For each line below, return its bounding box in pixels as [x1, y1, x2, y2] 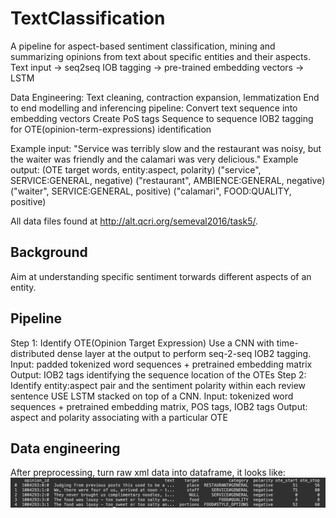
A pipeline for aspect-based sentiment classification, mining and [10, 40, 276, 52]
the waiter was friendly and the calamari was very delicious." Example [10, 153, 299, 165]
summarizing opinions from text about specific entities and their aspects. [10, 50, 311, 62]
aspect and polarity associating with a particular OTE [10, 411, 228, 423]
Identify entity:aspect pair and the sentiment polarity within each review [10, 379, 307, 391]
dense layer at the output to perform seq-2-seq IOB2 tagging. [56, 347, 312, 359]
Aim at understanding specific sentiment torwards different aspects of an [10, 270, 312, 282]
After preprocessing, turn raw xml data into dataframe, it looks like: [10, 467, 286, 479]
